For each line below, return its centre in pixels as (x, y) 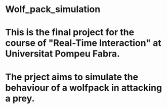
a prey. (20, 98)
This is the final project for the (70, 33)
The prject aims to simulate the (72, 77)
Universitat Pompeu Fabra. (63, 54)
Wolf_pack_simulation (53, 9)
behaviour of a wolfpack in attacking (84, 88)
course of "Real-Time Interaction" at (83, 43)
